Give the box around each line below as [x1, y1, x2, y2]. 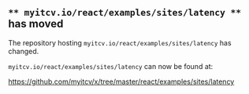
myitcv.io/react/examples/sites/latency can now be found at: [8, 61, 214, 70]
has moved [8, 17, 64, 31]
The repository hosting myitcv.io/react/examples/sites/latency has [8, 38, 232, 47]
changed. [8, 46, 39, 56]
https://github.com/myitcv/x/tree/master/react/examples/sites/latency [8, 77, 235, 86]
